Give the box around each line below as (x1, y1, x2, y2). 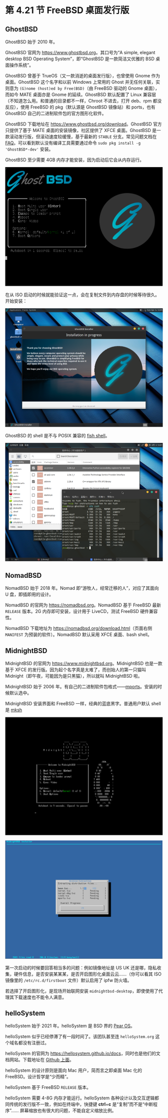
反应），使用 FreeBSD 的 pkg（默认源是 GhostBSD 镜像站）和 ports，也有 (5, 104, 156, 110)
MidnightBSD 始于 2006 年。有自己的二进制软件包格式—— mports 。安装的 (5, 684, 158, 690)
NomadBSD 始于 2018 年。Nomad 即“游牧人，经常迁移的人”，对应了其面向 (5, 585, 159, 591)
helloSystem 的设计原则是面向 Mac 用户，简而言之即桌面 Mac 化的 (5, 1067, 142, 1073)
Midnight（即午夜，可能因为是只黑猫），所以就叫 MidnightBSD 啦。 (5, 673, 142, 679)
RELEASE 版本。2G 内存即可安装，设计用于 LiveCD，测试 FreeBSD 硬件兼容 (5, 608, 158, 614)
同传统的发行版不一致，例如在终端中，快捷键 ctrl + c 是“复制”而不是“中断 (5, 1101, 153, 1107)
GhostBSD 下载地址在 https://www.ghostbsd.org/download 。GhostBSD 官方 (5, 121, 162, 127)
